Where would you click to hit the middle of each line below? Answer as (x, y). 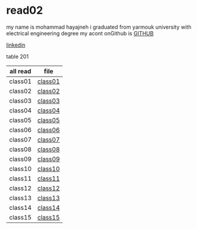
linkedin (16, 45)
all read (21, 71)
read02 (25, 10)
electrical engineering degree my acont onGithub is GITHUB (80, 33)
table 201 (17, 56)
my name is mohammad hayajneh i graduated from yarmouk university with (99, 27)
